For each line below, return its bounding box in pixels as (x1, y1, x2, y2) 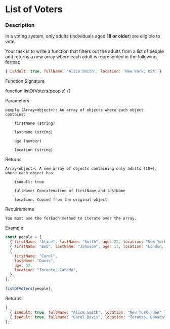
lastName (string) (14, 130, 53, 135)
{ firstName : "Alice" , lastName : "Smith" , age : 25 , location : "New (10, 239, 155, 244)
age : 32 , (14, 263, 33, 268)
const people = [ (5, 235, 42, 240)
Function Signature (5, 78, 45, 84)
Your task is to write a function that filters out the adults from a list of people (5, 48, 164, 54)
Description (5, 22, 35, 29)
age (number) (14, 138, 42, 144)
